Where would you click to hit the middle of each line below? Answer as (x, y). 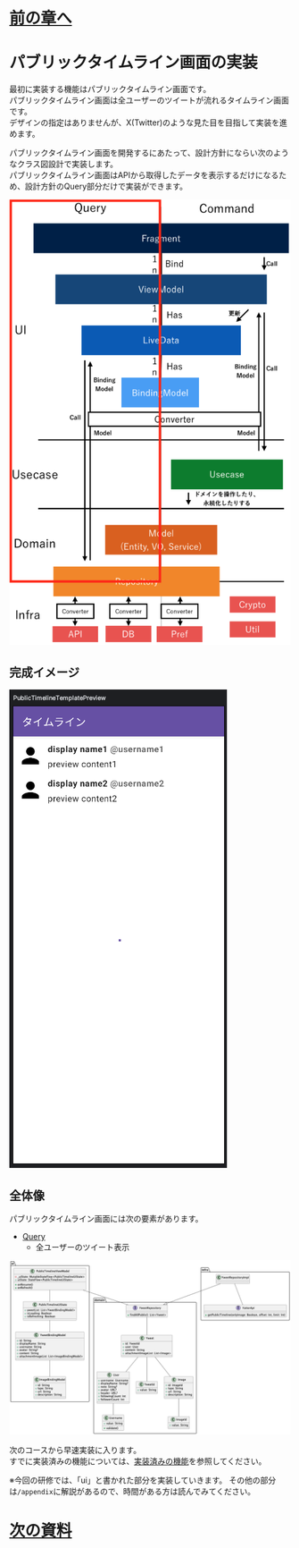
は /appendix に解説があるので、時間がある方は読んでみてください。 (133, 1492)
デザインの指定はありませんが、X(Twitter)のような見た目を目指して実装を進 (149, 123)
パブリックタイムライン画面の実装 (133, 63)
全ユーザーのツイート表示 (83, 1247)
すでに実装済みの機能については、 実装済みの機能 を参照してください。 (138, 1461)
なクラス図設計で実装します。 (64, 164)
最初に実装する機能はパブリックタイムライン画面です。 (110, 89)
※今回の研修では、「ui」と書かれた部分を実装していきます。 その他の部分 (143, 1480)
